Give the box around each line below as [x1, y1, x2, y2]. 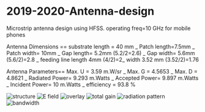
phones [6, 31, 26, 38]
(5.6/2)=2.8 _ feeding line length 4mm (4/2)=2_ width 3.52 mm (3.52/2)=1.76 [6, 56, 199, 63]
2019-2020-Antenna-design [6, 4, 155, 18]
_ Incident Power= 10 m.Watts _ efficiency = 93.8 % [6, 81, 136, 88]
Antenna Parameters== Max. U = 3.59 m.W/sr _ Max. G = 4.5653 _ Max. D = [6, 67, 198, 75]
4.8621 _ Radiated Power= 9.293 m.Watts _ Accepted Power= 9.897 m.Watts [6, 74, 199, 81]
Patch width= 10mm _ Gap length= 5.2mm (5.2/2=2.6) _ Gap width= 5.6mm [6, 49, 195, 56]
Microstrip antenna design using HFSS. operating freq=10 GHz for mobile [6, 24, 191, 32]
